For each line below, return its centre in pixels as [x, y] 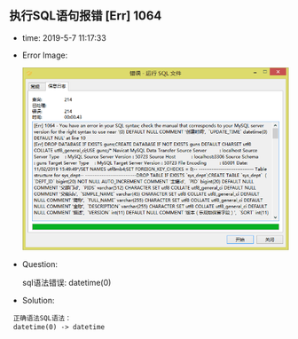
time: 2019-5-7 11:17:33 [64, 37]
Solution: [38, 300]
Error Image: [45, 55]
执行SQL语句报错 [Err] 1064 [86, 16]
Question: [40, 264]
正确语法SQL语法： [42, 318]
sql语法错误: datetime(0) [67, 282]
